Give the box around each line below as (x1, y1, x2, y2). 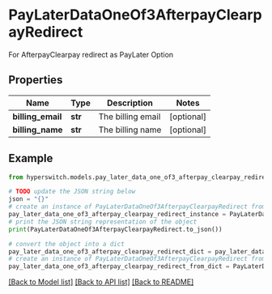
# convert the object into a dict (8, 240, 125, 248)
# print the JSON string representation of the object (8, 217, 198, 226)
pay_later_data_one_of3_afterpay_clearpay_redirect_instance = (8, 211, 227, 219)
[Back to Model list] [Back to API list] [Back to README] (8, 277, 194, 287)
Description (106, 97, 154, 109)
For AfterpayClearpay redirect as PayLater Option (8, 49, 174, 59)
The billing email (98, 111, 161, 122)
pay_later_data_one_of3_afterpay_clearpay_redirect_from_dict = (8, 262, 230, 271)
